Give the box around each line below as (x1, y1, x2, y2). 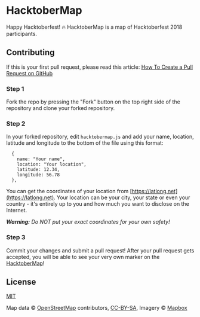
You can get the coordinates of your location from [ (6, 188, 133, 195)
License (6, 277, 36, 287)
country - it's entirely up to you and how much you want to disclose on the (6, 200, 189, 208)
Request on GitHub (6, 69, 53, 77)
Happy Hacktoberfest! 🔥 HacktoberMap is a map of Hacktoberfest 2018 (6, 23, 183, 31)
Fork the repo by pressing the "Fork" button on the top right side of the (6, 98, 180, 105)
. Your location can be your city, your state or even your (53, 194, 190, 201)
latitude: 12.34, (17, 167, 60, 173)
